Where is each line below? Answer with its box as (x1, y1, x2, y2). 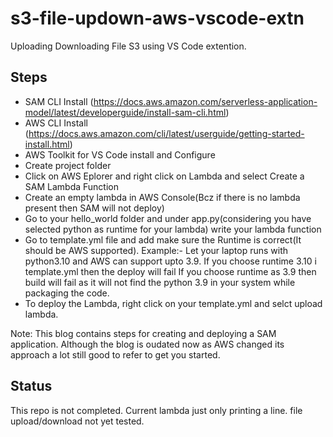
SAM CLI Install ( (24, 95, 94, 107)
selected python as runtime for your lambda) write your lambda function (24, 223, 322, 235)
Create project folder (24, 159, 112, 171)
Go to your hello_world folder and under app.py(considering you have (24, 212, 312, 224)
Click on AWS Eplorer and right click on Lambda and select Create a (24, 170, 305, 182)
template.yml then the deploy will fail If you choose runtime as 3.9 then (24, 265, 317, 277)
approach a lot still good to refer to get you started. (10, 348, 221, 361)
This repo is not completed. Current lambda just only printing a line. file (10, 404, 303, 416)
